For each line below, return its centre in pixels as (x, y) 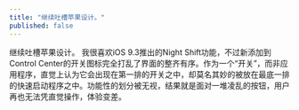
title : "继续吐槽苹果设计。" (57, 17)
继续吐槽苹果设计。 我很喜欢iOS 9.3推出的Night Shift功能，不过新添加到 (140, 52)
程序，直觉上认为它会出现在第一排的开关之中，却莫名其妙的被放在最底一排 (153, 74)
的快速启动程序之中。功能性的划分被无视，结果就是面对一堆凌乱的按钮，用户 (149, 85)
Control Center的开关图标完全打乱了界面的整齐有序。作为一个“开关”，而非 (145, 63)
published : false (41, 26)
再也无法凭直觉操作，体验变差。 (68, 96)
